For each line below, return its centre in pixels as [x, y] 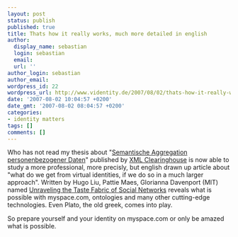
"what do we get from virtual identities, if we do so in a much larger [106, 175]
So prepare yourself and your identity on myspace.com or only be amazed [116, 219]
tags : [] [20, 126]
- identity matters [36, 119]
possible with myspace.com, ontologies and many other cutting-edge [109, 197]
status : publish [31, 21]
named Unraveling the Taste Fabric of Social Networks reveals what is [110, 190]
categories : [25, 112]
